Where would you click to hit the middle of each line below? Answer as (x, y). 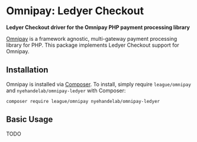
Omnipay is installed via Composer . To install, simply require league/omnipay (98, 84)
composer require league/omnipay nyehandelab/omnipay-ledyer (83, 101)
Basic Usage (30, 120)
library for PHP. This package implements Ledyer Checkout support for (93, 45)
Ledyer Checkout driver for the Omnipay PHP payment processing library (98, 27)
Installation (27, 70)
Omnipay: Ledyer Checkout (75, 11)
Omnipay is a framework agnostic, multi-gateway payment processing (92, 38)
